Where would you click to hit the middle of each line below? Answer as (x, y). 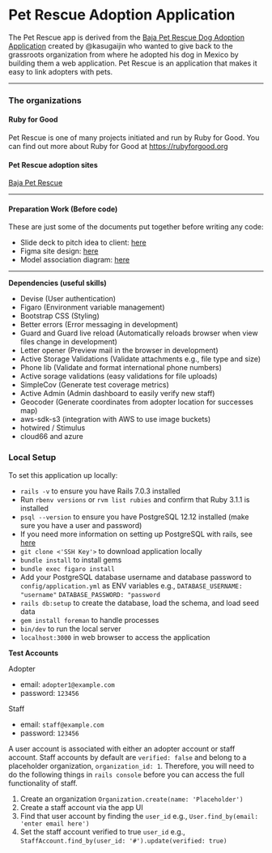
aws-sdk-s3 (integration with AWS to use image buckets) (115, 420)
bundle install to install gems (71, 560)
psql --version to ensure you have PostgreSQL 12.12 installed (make (134, 517)
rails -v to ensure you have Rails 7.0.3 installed (100, 491)
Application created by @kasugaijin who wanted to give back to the (121, 45)
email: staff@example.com (62, 724)
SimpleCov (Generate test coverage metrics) (95, 385)
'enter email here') (55, 824)
